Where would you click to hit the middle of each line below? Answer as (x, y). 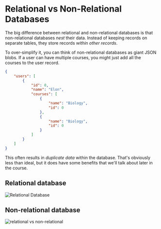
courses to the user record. (32, 63)
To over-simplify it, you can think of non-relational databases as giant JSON (81, 52)
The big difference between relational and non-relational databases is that (79, 33)
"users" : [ (25, 76)
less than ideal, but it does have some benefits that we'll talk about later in (79, 163)
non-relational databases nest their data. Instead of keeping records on (76, 38)
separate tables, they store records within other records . (61, 43)
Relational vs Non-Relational (64, 9)
